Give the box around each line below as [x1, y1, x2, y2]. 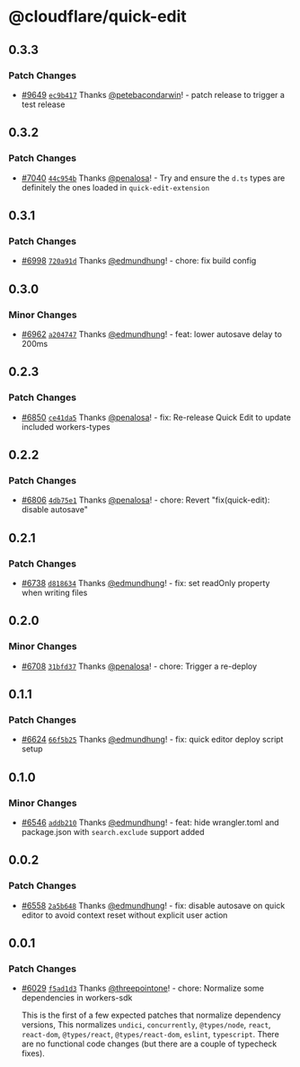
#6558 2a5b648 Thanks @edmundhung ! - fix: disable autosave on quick [21, 900, 286, 911]
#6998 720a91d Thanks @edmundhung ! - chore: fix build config [21, 255, 257, 266]
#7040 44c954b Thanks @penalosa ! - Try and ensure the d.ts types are [21, 173, 286, 183]
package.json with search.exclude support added [21, 827, 205, 838]
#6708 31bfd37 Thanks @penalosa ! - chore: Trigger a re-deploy [21, 661, 258, 671]
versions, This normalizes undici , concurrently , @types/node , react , [21, 1019, 271, 1030]
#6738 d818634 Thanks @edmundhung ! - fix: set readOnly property [21, 578, 270, 588]
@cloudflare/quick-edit [8, 6, 188, 27]
